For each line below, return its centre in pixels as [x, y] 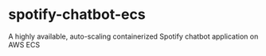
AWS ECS [24, 44]
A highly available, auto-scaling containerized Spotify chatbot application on [133, 36]
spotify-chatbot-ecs [77, 15]
